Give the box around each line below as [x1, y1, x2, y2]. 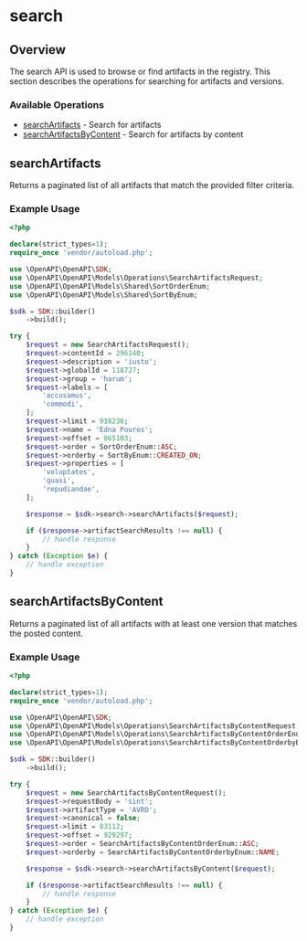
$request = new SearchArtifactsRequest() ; [26, 340, 190, 350]
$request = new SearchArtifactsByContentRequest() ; [26, 788, 227, 798]
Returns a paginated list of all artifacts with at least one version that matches [9, 618, 298, 629]
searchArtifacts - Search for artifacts [22, 120, 162, 131]
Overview [9, 42, 67, 58]
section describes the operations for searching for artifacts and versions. [9, 76, 285, 87]
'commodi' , [42, 399, 84, 409]
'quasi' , [42, 476, 76, 485]
